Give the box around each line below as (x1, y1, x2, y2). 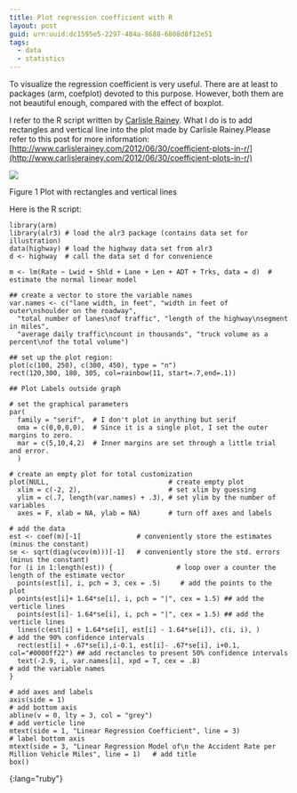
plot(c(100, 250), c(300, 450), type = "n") (9, 361, 177, 370)
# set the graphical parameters (9, 400, 129, 409)
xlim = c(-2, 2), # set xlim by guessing (17, 485, 256, 494)
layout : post (9, 21, 58, 30)
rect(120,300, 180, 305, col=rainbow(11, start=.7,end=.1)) (9, 369, 237, 378)
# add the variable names (9, 664, 105, 673)
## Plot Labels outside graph (9, 384, 122, 393)
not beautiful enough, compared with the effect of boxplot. (9, 98, 224, 108)
